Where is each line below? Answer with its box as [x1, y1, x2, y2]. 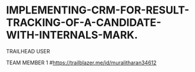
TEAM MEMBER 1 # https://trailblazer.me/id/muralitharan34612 [6, 59, 157, 66]
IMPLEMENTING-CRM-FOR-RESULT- [6, 4, 190, 17]
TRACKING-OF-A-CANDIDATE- [6, 16, 161, 29]
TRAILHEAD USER [6, 47, 50, 54]
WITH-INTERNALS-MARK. [6, 29, 138, 42]
